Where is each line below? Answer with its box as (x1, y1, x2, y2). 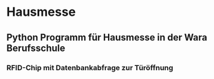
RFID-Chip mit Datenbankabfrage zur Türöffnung (6, 63, 173, 72)
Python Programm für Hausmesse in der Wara (6, 32, 208, 43)
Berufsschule (6, 42, 66, 54)
